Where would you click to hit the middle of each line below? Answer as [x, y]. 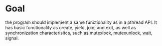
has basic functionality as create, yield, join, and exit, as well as [71, 27]
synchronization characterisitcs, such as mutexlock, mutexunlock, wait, [79, 33]
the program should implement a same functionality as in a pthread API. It [81, 22]
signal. [12, 38]
